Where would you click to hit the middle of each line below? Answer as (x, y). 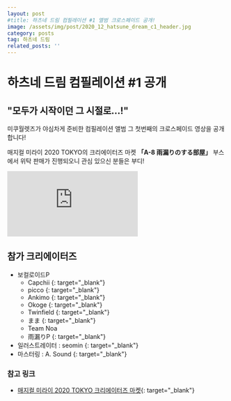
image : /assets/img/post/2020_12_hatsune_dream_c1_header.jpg (99, 27)
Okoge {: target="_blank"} (65, 305)
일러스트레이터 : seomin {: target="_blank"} (78, 345)
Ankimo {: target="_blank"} (66, 297)
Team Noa (42, 328)
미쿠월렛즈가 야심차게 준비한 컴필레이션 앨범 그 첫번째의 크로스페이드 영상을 (110, 129)
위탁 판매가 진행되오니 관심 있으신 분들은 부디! (82, 161)
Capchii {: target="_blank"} (66, 282)
